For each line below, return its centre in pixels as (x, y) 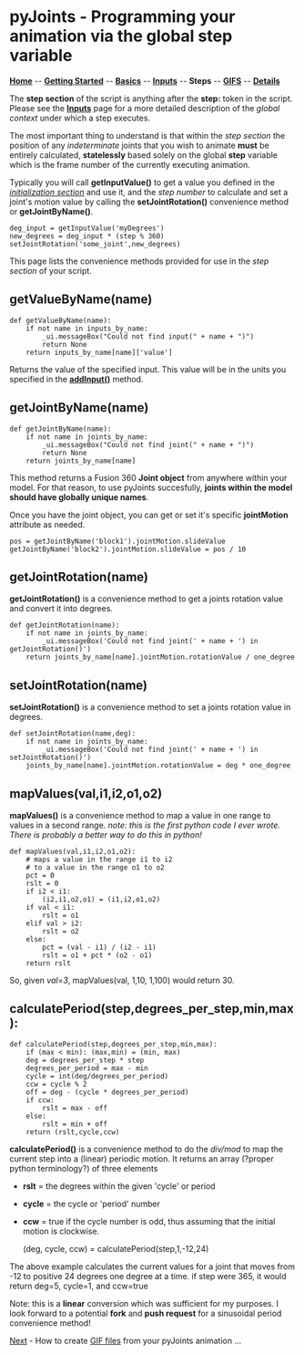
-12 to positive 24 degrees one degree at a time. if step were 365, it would (148, 1276)
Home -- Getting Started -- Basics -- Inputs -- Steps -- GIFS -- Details (145, 80)
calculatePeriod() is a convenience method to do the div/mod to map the (147, 1149)
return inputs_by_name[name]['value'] (99, 352)
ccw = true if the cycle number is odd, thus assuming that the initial (149, 1221)
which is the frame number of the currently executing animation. (130, 164)
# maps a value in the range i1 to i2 (99, 860)
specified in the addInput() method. (76, 379)
